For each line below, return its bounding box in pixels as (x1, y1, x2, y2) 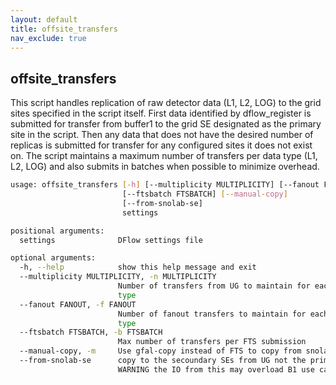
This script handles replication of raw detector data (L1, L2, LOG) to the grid (10, 97, 322, 109)
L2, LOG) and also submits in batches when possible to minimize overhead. (10, 161, 320, 173)
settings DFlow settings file (19, 235, 203, 245)
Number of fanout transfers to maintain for (117, 309, 307, 319)
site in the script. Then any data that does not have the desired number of (10, 129, 314, 141)
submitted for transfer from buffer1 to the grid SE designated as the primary (10, 118, 322, 130)
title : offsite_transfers (10, 24, 118, 34)
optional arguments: (10, 253, 97, 263)
